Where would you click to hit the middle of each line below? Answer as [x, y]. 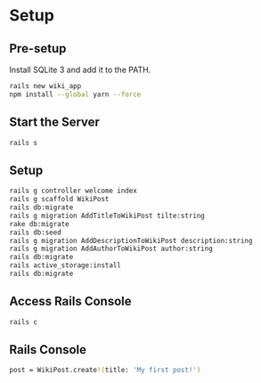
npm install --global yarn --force [75, 94]
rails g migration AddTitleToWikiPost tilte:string [107, 216]
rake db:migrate [39, 224]
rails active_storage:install [65, 265]
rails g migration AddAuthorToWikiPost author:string [111, 249]
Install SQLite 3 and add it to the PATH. [80, 69]
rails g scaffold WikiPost [59, 200]
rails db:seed [36, 232]
